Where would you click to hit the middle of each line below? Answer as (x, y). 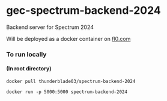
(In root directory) (29, 69)
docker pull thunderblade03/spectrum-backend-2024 (71, 82)
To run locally (26, 54)
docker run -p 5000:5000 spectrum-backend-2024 (67, 92)
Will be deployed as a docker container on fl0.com (68, 38)
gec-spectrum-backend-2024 (83, 11)
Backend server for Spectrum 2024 (50, 27)
